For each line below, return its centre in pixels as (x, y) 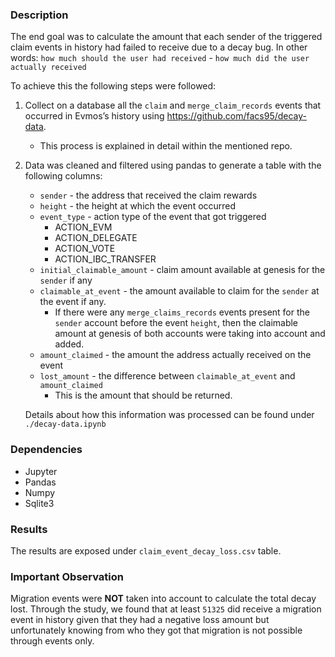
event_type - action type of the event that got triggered (153, 217)
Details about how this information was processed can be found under (169, 415)
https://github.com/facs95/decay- (237, 116)
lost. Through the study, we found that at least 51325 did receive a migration (166, 609)
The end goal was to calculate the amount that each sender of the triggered (166, 37)
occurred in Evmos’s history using (94, 116)
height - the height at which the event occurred (138, 206)
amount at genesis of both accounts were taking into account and (190, 334)
